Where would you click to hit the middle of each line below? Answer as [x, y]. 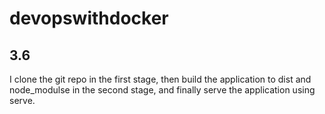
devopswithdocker [89, 18]
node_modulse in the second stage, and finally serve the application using [162, 90]
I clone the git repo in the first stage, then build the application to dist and [160, 79]
